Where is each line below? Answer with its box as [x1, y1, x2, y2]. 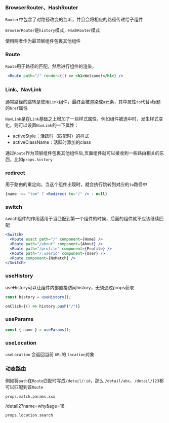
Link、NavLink [5, 86, 42, 93]
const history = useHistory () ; [5, 294, 71, 299]
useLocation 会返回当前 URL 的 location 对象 [5, 351, 95, 357]
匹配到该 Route [14, 384, 44, 390]
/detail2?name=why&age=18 [5, 403, 65, 409]
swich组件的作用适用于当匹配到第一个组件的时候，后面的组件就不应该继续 [5, 216, 159, 222]
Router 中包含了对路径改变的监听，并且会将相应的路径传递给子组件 [5, 16, 143, 23]
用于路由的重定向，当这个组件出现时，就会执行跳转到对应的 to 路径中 [5, 181, 148, 187]
